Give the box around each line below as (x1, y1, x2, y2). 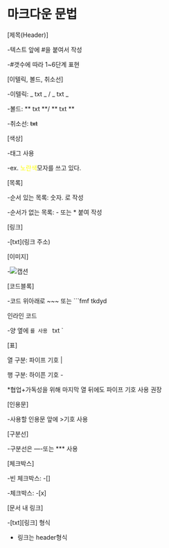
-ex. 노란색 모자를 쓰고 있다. (7, 163, 82, 172)
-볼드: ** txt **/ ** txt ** (7, 104, 75, 113)
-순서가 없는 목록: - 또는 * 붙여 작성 (7, 208, 103, 216)
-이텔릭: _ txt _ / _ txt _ (7, 90, 69, 98)
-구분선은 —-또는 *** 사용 (7, 444, 78, 453)
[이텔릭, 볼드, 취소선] (7, 74, 64, 83)
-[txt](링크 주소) (7, 237, 51, 245)
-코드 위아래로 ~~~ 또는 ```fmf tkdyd (7, 296, 107, 305)
